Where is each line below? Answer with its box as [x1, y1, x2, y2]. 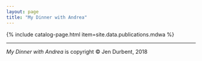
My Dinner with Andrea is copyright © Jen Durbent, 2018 [6, 48, 148, 55]
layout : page [6, 8, 39, 15]
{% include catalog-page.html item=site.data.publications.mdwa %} [6, 30, 174, 38]
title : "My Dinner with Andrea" [6, 14, 87, 20]
